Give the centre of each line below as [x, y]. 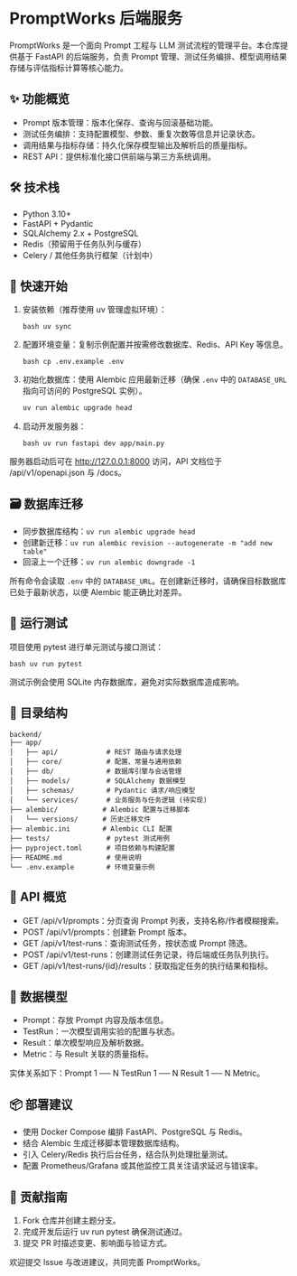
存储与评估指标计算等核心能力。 [69, 68]
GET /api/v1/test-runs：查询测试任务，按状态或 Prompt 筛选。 [137, 943]
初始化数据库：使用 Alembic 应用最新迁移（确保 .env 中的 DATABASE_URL [154, 379]
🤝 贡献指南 [38, 1197]
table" [35, 552]
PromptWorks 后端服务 [96, 19]
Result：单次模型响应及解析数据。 [85, 1043]
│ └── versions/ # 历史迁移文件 [80, 819]
